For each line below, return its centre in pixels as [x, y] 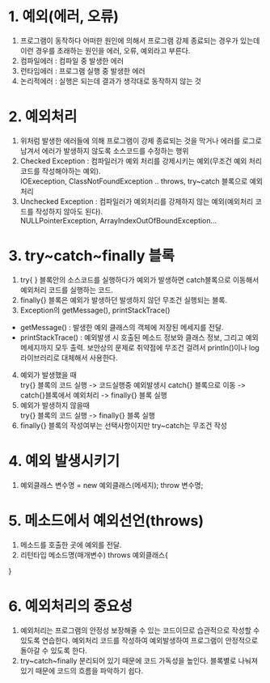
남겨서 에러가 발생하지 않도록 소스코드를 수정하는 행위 [104, 151]
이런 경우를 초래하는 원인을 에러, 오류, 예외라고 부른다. [105, 50]
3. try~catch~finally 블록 [92, 256]
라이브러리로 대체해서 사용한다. [69, 358]
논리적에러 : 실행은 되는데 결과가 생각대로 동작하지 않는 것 [111, 81]
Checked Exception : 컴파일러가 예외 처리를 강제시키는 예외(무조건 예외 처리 [141, 161]
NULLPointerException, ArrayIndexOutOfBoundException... [118, 220]
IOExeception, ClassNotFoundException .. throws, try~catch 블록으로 [134, 181]
